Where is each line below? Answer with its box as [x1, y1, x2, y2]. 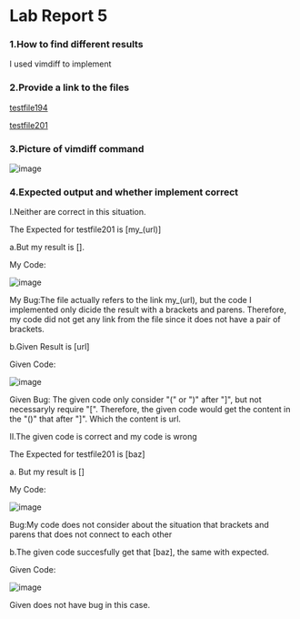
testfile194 [9, 102, 48, 113]
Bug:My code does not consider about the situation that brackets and [9, 520, 270, 531]
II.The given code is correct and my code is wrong [9, 431, 197, 442]
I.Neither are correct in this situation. [9, 207, 147, 218]
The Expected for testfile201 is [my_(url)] [9, 224, 162, 235]
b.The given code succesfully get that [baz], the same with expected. [9, 547, 270, 558]
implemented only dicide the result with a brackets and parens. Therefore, [9, 304, 287, 315]
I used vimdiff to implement [9, 58, 112, 69]
